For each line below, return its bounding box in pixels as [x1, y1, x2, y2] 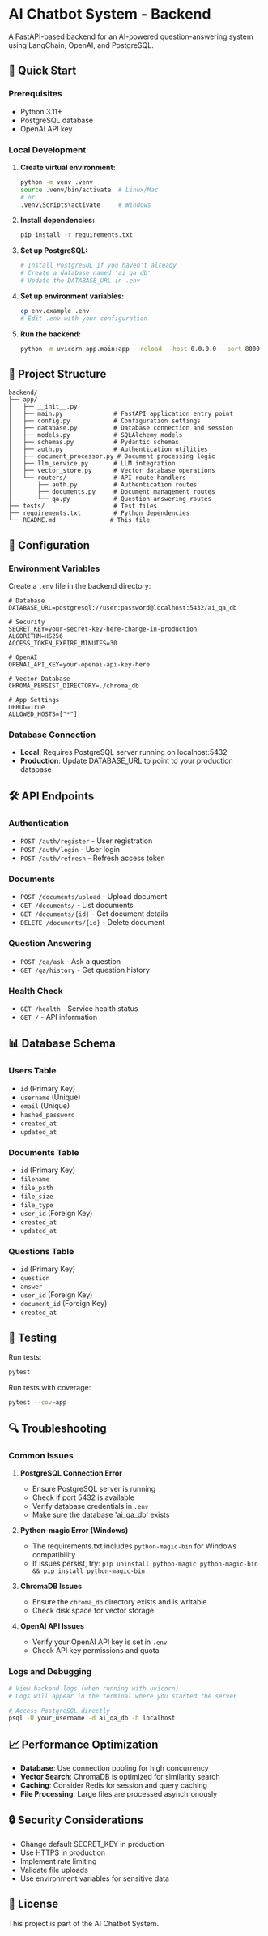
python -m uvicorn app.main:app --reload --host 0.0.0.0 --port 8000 [19, 345, 261, 353]
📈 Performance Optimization [8, 1737, 159, 1751]
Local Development [8, 143, 87, 155]
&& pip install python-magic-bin [32, 1567, 146, 1575]
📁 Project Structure [8, 366, 107, 381]
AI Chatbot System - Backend [8, 5, 211, 24]
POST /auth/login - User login [19, 845, 120, 854]
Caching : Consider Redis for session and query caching [19, 1780, 208, 1790]
